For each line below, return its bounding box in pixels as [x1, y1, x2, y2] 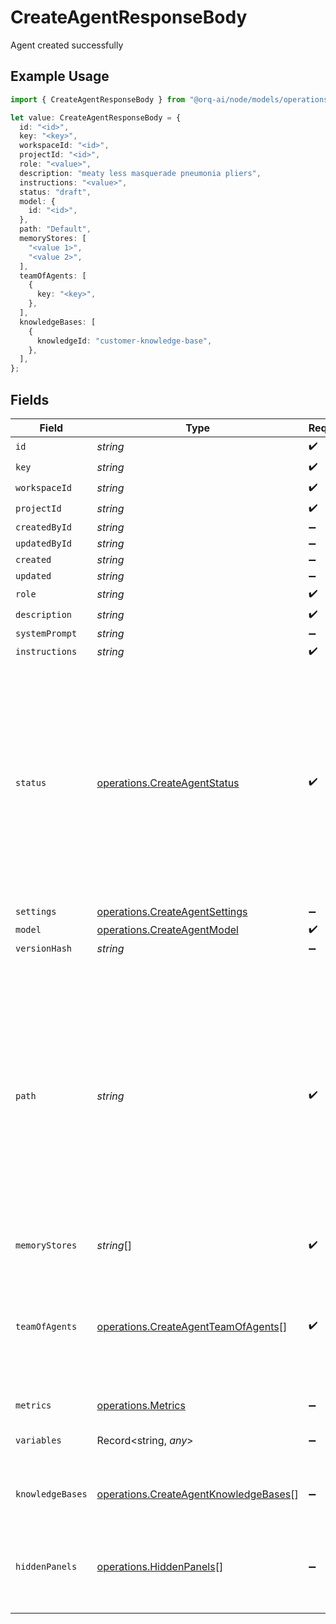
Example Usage [10, 68, 110, 85]
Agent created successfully [10, 39, 124, 51]
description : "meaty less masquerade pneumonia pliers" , [19, 168, 262, 178]
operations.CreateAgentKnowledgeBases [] [96, 1487, 299, 1501]
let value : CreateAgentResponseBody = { [10, 112, 182, 123]
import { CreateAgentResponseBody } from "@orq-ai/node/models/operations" [10, 94, 333, 105]
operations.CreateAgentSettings [96, 904, 248, 918]
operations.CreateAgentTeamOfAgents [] [96, 1319, 288, 1333]
